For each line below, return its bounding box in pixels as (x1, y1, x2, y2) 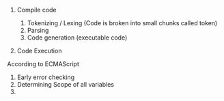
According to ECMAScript (7, 60, 80, 68)
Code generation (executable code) (27, 33, 128, 42)
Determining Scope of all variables (16, 81, 115, 88)
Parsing (27, 27, 49, 34)
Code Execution (16, 47, 62, 55)
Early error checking (16, 73, 75, 81)
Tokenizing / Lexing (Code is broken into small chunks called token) (27, 19, 218, 27)
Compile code (16, 6, 57, 14)
